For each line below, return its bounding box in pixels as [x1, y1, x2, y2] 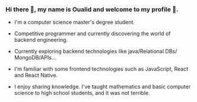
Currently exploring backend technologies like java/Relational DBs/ [14, 48, 177, 55]
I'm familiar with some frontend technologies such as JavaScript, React [14, 65, 188, 73]
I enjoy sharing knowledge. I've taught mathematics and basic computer [14, 83, 191, 90]
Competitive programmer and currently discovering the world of [14, 30, 171, 37]
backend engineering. [14, 37, 68, 44]
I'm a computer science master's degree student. [14, 19, 135, 26]
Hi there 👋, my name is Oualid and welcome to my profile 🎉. [5, 5, 179, 14]
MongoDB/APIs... [14, 54, 56, 61]
